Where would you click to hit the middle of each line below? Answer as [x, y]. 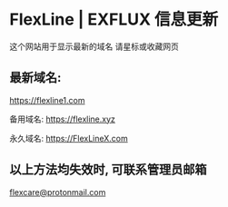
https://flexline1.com [47, 100]
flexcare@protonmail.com [58, 192]
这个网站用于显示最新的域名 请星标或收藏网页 [94, 46]
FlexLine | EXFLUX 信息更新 [114, 20]
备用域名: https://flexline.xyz [63, 119]
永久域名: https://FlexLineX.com [69, 138]
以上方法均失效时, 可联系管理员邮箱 [108, 170]
